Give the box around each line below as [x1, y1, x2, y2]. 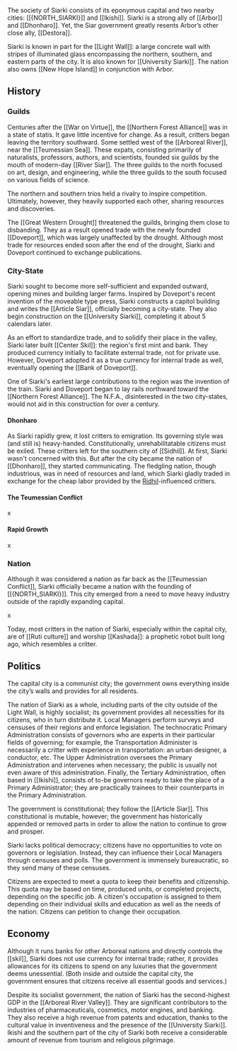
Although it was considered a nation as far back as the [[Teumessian [7, 574, 207, 583]
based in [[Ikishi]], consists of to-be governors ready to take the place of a [7, 775, 225, 784]
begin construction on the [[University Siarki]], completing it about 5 [7, 312, 207, 320]
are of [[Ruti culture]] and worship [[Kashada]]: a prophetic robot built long [7, 632, 225, 641]
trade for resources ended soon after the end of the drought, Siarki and [7, 240, 215, 249]
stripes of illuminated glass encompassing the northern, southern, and [7, 50, 212, 58]
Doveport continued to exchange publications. [7, 248, 143, 257]
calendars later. [7, 319, 53, 328]
